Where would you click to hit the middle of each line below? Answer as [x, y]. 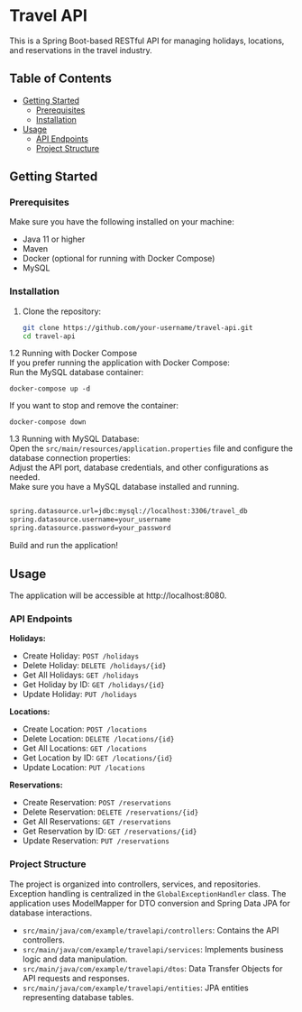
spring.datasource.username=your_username [90, 520]
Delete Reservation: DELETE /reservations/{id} [110, 812]
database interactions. [51, 913]
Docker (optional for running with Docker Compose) [119, 259]
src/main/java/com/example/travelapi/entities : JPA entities [136, 988]
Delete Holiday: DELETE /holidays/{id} [94, 666]
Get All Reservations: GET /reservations [96, 822]
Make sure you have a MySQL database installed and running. [124, 487]
